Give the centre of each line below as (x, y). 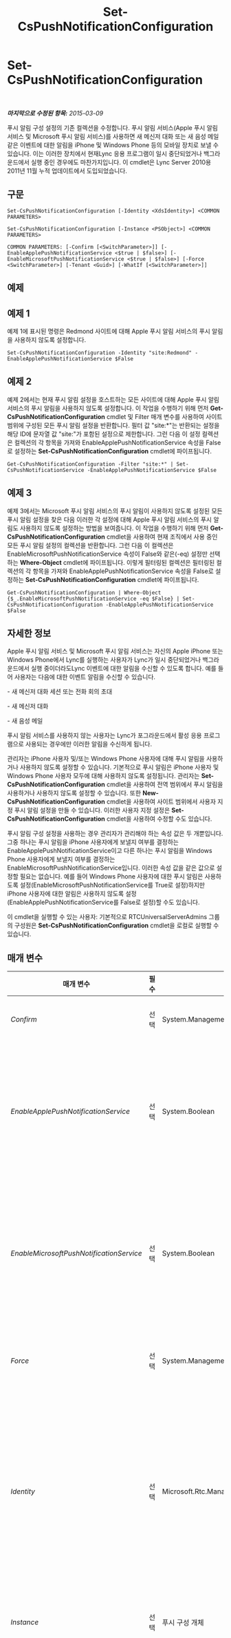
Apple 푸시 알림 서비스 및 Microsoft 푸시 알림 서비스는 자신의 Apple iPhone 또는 (115, 651)
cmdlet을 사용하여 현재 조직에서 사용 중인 (162, 537)
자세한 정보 (29, 633)
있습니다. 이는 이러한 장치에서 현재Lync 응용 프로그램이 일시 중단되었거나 (105, 153)
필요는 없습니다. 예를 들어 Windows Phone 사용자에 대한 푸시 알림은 (111, 876)
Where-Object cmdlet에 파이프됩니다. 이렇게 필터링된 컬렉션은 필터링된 (117, 562)
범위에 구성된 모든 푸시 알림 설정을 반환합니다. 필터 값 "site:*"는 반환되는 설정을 (113, 425)
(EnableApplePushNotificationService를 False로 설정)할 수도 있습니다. (104, 903)
